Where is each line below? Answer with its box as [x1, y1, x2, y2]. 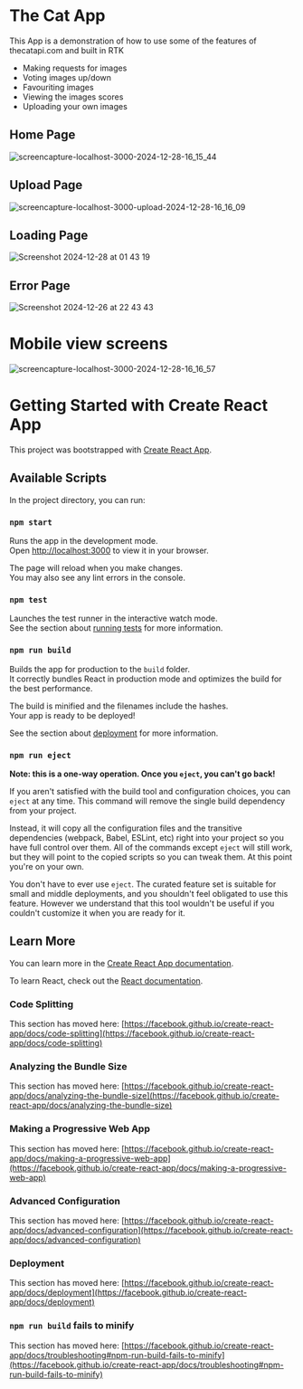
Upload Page [9, 177, 83, 193]
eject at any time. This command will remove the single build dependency [9, 795, 286, 806]
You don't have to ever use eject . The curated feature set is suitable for [9, 879, 277, 890]
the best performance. [9, 682, 93, 693]
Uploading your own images [22, 100, 128, 111]
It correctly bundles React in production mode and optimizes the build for [9, 673, 282, 684]
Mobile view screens [9, 334, 168, 354]
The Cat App [9, 5, 106, 26]
